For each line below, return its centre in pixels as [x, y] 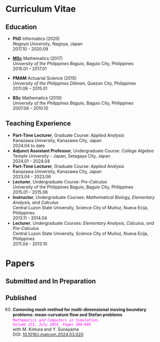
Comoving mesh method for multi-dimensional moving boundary [80, 309]
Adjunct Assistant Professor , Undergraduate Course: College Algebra [83, 151]
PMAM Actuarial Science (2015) [45, 78]
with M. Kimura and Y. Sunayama [46, 329]
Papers [20, 263]
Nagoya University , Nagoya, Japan [48, 44]
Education [21, 27]
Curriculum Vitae [41, 9]
